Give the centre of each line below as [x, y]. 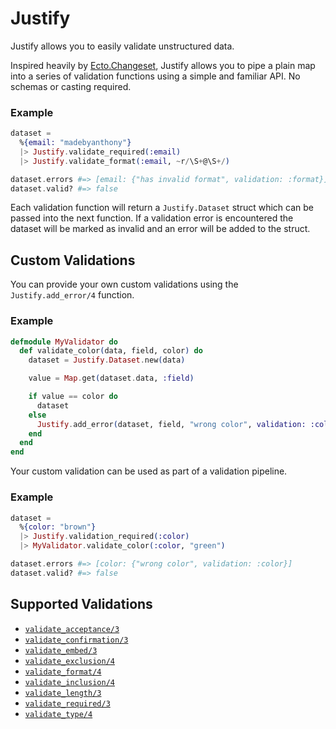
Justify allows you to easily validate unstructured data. [122, 46]
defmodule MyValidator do [64, 342]
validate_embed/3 [61, 650]
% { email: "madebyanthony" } [75, 143]
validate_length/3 [63, 693]
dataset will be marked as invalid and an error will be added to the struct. [160, 229]
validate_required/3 [67, 703]
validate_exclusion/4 [69, 661]
